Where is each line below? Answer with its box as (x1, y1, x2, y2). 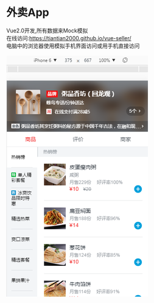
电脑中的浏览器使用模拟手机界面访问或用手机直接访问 (6, 42, 140, 49)
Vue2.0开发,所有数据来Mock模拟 (6, 27, 88, 34)
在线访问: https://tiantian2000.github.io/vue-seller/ (6, 34, 132, 41)
